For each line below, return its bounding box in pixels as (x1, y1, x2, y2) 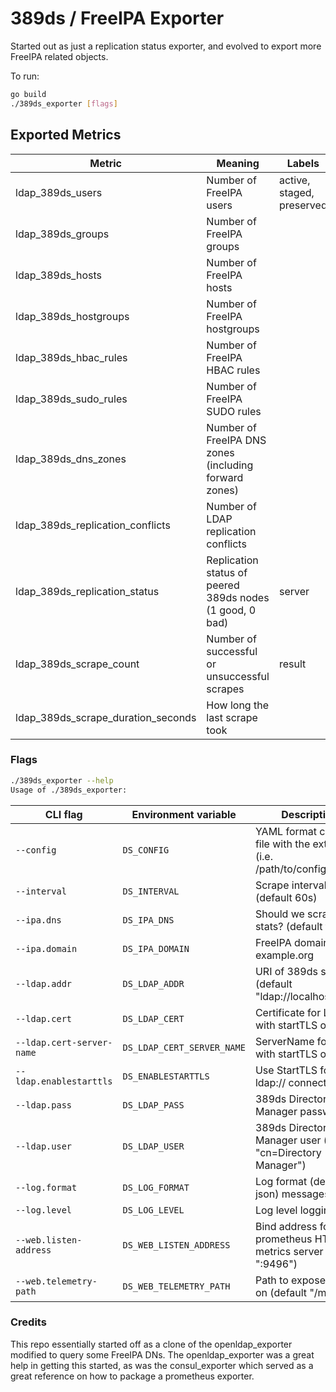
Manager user (254, 1133, 322, 1147)
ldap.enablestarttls (15, 1075, 113, 1087)
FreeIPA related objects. (10, 50, 109, 62)
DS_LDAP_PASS (122, 1099, 185, 1111)
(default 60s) (254, 890, 318, 904)
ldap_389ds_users (15, 185, 103, 199)
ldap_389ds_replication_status (15, 584, 160, 598)
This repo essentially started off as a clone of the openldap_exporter (10, 1338, 293, 1350)
